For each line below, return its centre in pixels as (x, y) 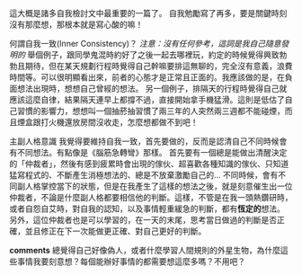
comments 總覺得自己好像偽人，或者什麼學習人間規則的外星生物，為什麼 (145, 250)
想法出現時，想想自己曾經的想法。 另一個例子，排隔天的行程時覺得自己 (148, 89)
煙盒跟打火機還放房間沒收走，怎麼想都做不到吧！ (107, 122)
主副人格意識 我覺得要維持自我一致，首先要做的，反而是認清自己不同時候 (144, 141)
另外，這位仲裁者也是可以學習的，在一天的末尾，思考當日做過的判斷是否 (143, 220)
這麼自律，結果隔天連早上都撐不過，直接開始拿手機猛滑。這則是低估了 (155, 100)
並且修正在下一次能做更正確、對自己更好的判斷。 (115, 231)
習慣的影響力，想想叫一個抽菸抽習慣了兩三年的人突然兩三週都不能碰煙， (151, 111)
